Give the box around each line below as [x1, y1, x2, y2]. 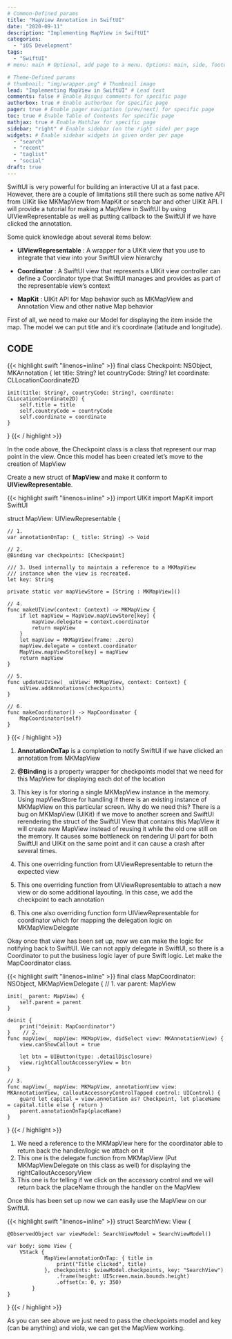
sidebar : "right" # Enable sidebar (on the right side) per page [7, 125, 199, 132]
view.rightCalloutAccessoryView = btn [19, 1059, 131, 1066]
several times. [17, 846, 57, 854]
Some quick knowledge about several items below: [7, 233, 152, 241]
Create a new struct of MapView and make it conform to [7, 473, 168, 481]
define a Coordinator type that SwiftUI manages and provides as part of [17, 274, 221, 282]
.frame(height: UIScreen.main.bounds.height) [56, 1273, 190, 1280]
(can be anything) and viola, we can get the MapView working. [7, 1323, 185, 1332]
